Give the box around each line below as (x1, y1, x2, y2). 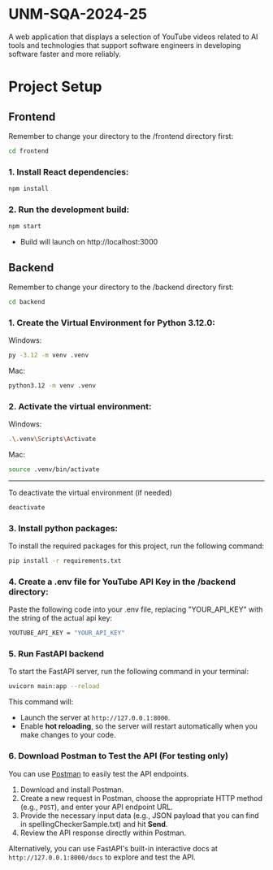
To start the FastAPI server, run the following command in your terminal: (8, 667, 249, 677)
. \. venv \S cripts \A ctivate (8, 435, 96, 444)
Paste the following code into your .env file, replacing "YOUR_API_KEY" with (8, 604, 263, 614)
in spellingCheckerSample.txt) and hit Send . (19, 819, 168, 829)
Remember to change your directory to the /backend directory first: (8, 282, 234, 292)
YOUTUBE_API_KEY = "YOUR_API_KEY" (8, 629, 126, 638)
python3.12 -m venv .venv (8, 382, 96, 390)
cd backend (8, 297, 45, 305)
